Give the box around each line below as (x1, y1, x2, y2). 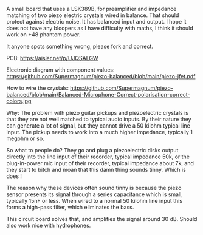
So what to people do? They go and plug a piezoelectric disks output (6, 147, 179, 154)
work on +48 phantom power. (6, 31, 81, 38)
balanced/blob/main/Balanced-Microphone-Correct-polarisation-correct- (6, 91, 190, 98)
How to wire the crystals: (6, 84, 69, 92)
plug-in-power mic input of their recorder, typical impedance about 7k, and (6, 160, 194, 166)
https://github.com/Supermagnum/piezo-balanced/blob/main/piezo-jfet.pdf (6, 73, 196, 80)
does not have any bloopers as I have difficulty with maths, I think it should (6, 24, 193, 32)
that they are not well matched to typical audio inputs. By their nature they (6, 115, 191, 123)
